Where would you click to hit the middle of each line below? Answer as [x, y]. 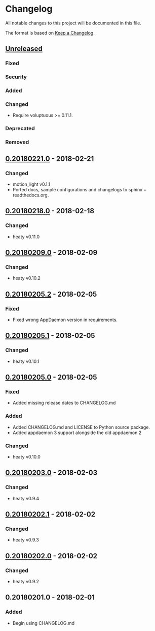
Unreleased [24, 49]
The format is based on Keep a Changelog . [50, 33]
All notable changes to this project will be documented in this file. [73, 23]
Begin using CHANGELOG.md [44, 623]
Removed [17, 142]
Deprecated [20, 129]
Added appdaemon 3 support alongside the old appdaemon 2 [77, 433]
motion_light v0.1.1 [31, 184]
